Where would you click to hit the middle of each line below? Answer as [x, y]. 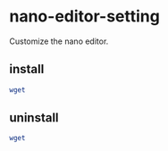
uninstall [34, 118]
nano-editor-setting [85, 17]
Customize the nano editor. [59, 41]
